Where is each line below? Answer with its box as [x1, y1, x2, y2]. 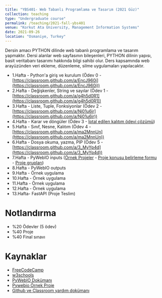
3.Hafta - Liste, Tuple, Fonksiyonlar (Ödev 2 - [12, 103, 103, 109]
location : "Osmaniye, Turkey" [5, 34, 66, 39]
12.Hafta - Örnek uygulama [12, 185, 66, 191]
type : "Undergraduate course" [5, 16, 66, 21]
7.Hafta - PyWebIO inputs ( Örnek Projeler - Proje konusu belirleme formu [12, 155, 157, 160]
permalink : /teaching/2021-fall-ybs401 [5, 20, 86, 26]
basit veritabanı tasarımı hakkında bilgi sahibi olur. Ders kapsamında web [5, 58, 150, 63]
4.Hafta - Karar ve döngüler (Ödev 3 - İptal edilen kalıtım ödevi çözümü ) [12, 118, 155, 124]
